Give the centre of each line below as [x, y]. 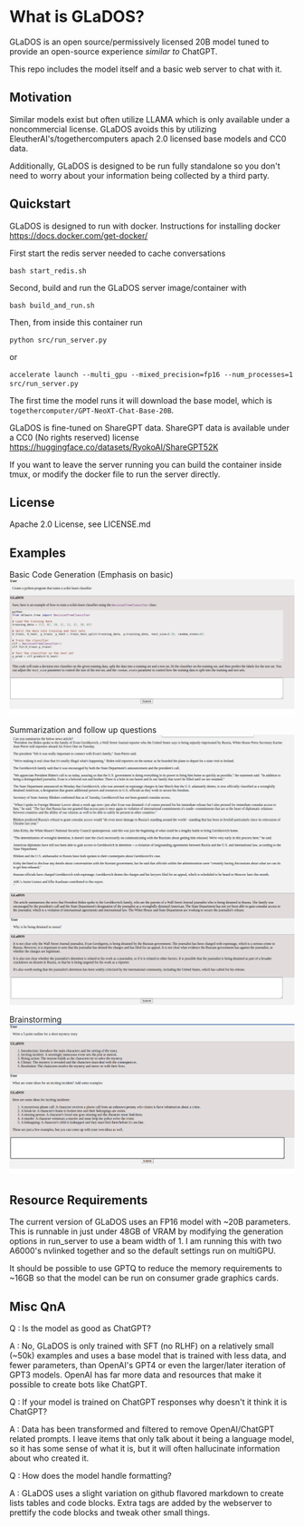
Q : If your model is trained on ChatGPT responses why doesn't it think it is [148, 1402]
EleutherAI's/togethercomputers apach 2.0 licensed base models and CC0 [148, 139]
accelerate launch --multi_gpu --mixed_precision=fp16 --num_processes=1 [152, 374]
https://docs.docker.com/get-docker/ [79, 235]
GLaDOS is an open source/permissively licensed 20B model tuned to [139, 42]
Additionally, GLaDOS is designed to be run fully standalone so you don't [145, 166]
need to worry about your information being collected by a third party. [139, 175]
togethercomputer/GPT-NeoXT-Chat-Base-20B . [92, 410]
